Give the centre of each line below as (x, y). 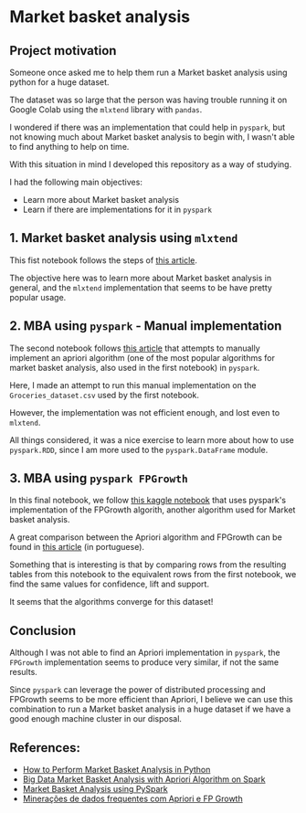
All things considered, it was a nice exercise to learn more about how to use (152, 439)
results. (24, 672)
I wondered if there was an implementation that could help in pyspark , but (148, 127)
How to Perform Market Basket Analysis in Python (116, 770)
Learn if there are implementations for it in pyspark (117, 209)
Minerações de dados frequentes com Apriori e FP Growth (133, 799)
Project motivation (63, 51)
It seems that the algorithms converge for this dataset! (111, 602)
